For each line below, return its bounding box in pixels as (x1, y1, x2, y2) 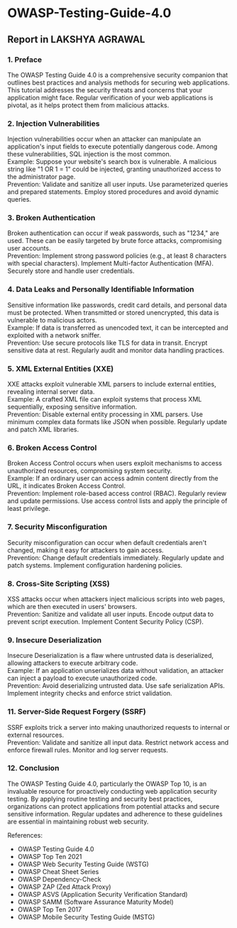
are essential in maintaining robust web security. (7, 817, 149, 826)
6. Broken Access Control (7, 443, 97, 453)
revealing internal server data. (7, 387, 95, 396)
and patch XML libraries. (7, 425, 79, 434)
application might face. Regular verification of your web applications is (7, 93, 214, 102)
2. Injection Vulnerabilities (7, 119, 100, 129)
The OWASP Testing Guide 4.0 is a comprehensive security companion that (7, 70, 228, 79)
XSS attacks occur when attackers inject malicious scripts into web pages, (7, 595, 225, 603)
